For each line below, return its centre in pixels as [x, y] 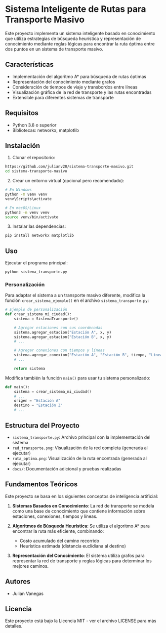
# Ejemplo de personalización [36, 310]
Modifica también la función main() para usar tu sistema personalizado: [78, 378]
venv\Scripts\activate [28, 199]
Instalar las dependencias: [39, 226]
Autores [18, 582]
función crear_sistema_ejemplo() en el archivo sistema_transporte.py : [77, 300]
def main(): [17, 387]
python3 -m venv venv [27, 212]
